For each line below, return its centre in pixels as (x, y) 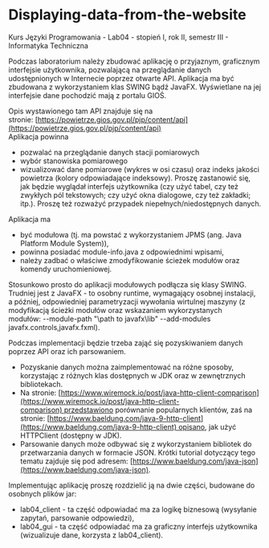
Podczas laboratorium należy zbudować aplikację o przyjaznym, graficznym (134, 61)
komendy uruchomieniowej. (66, 269)
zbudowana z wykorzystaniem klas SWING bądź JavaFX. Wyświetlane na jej (135, 87)
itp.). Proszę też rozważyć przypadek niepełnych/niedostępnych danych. (141, 204)
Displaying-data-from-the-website (127, 15)
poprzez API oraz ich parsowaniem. (67, 351)
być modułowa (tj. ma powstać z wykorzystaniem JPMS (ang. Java (131, 234)
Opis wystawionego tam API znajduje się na (81, 111)
